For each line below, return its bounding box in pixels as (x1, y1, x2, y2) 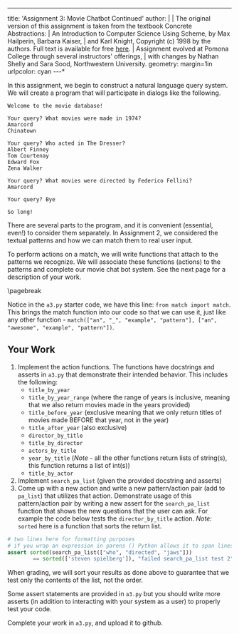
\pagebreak (7, 287, 41, 295)
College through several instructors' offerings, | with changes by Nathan (7, 52, 219, 61)
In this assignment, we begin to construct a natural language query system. (7, 81, 228, 89)
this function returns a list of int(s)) (28, 461, 130, 469)
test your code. (7, 605, 52, 613)
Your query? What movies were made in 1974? (7, 115, 142, 122)
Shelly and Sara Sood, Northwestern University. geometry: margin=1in (7, 60, 213, 68)
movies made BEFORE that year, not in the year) (28, 415, 169, 424)
